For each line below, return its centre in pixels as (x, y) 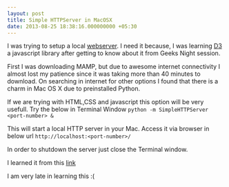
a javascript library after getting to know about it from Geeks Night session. (114, 53)
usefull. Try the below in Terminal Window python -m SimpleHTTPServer (108, 109)
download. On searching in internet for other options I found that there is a (113, 81)
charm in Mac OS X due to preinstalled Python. (74, 89)
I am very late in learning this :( (51, 176)
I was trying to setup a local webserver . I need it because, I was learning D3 (115, 46)
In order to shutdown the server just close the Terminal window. (98, 150)
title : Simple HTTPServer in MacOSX (60, 20)
